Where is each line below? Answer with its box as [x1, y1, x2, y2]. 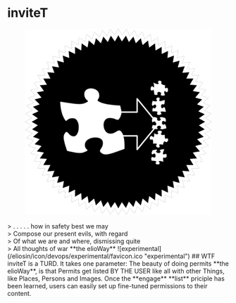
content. [7, 289, 32, 297]
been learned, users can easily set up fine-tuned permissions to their [7, 281, 208, 290]
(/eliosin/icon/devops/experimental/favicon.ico [7, 252, 143, 260]
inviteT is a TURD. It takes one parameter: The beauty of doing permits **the [7, 259, 229, 268]
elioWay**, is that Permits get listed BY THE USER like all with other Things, [7, 266, 225, 275]
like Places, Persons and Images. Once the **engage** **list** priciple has [7, 274, 225, 283]
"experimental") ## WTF [144, 252, 216, 260]
